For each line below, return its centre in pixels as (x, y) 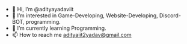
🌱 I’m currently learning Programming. (59, 28)
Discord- (170, 15)
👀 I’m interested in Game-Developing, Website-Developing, (85, 15)
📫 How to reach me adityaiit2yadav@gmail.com (72, 35)
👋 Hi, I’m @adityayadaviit (43, 9)
